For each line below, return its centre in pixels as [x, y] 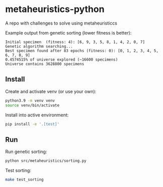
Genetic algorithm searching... [39, 46]
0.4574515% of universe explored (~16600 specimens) [62, 59]
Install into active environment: [37, 115]
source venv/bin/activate [32, 105]
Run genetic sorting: [26, 152]
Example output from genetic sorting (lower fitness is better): [68, 33]
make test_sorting [24, 180]
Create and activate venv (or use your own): [51, 91]
